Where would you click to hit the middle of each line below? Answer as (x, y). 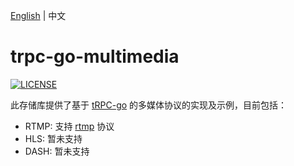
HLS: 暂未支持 (53, 138)
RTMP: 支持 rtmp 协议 (69, 126)
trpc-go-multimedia (95, 56)
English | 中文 (38, 15)
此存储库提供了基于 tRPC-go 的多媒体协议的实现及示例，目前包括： (149, 105)
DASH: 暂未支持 (57, 151)
